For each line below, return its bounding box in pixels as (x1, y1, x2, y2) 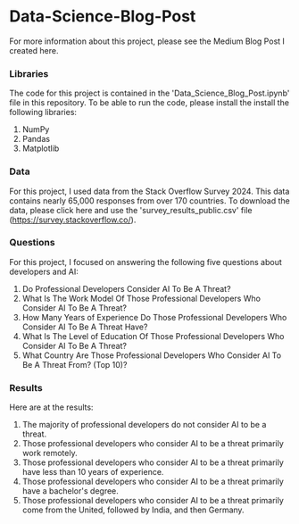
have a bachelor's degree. (21, 486, 119, 496)
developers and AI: (9, 266, 79, 277)
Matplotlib (21, 143, 60, 154)
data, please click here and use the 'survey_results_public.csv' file (9, 204, 253, 215)
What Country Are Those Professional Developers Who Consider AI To (21, 350, 282, 361)
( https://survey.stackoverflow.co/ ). (9, 214, 137, 225)
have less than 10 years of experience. (21, 467, 164, 478)
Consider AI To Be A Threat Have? (21, 321, 148, 332)
